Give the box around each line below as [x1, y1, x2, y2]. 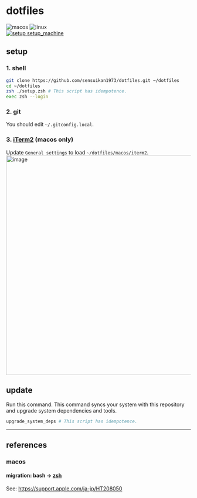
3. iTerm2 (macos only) [6, 136, 74, 144]
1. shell [6, 64, 26, 73]
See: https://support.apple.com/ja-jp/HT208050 [6, 485, 123, 492]
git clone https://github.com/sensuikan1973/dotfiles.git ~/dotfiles [6, 77, 180, 83]
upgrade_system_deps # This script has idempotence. [6, 418, 138, 424]
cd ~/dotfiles [6, 83, 41, 89]
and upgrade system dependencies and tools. [6, 407, 117, 414]
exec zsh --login [6, 94, 49, 100]
